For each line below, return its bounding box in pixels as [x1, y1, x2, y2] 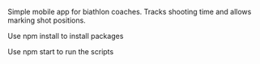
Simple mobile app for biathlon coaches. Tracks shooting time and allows [7, 7, 252, 16]
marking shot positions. [7, 15, 86, 25]
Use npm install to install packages [7, 32, 124, 41]
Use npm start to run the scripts [7, 47, 114, 56]
